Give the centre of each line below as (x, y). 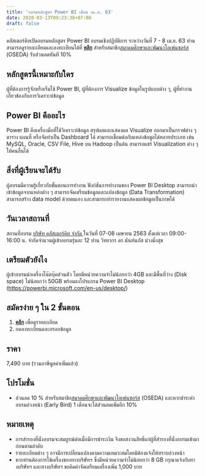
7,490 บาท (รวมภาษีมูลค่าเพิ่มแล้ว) (42, 363)
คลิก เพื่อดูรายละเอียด (36, 322)
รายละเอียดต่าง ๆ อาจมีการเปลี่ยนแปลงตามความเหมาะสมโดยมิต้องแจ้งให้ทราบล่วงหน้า (100, 453)
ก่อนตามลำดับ (29, 446)
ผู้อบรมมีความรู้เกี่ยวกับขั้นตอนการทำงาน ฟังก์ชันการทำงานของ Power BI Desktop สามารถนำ (102, 185)
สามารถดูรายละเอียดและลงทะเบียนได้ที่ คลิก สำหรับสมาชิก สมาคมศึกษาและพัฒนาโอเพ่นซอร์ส (98, 48)
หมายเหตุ (20, 424)
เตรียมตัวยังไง (27, 260)
